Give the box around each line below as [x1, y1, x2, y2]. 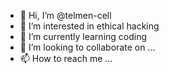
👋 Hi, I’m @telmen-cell [19, 10, 112, 21]
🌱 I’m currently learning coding [19, 31, 148, 42]
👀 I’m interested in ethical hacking [19, 20, 160, 32]
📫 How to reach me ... [19, 53, 113, 64]
